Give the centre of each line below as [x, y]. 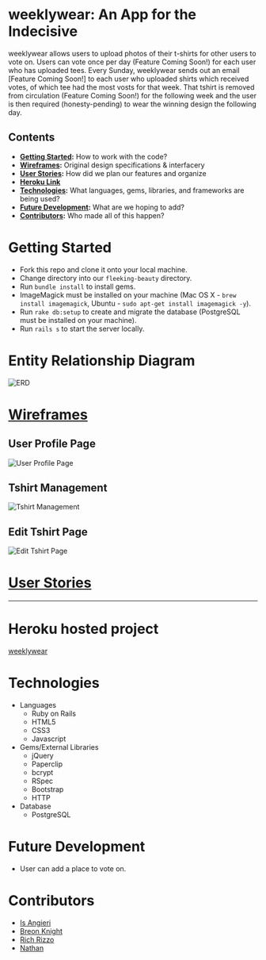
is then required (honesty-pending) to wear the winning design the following [133, 104]
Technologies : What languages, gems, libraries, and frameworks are [132, 190]
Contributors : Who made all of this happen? [92, 215]
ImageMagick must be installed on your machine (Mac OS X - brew [128, 294]
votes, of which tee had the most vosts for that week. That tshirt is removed [131, 87]
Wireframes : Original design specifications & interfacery [112, 165]
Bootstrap [47, 789]
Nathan [32, 948]
